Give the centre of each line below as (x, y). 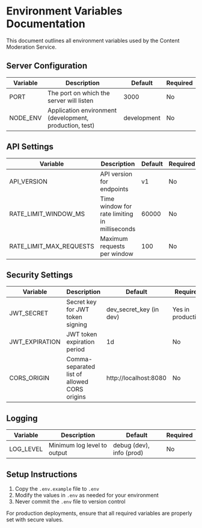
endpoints (114, 189)
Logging (22, 418)
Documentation (46, 24)
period (76, 349)
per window (117, 253)
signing (77, 325)
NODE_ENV (26, 117)
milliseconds (118, 229)
